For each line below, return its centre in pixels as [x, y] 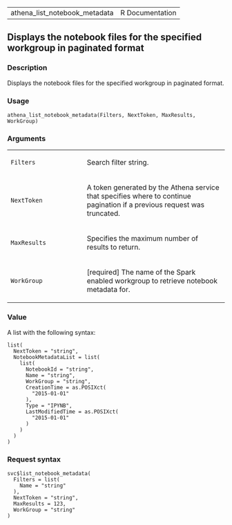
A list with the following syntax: [51, 332]
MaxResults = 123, [40, 504]
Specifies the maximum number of [143, 239]
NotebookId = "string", [60, 369]
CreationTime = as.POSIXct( [66, 387]
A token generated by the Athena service [153, 187]
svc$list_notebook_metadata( [49, 473]
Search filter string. [118, 163]
